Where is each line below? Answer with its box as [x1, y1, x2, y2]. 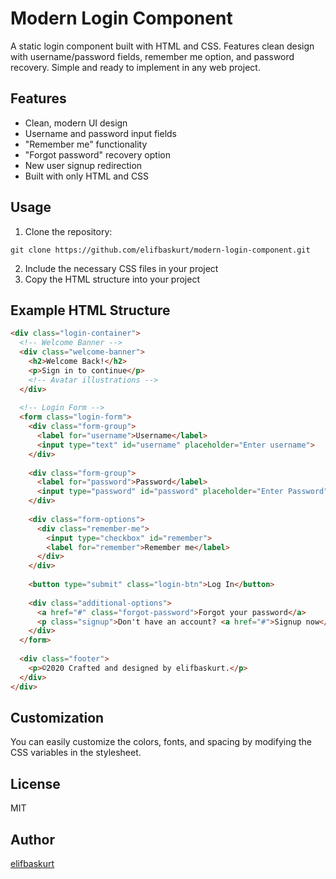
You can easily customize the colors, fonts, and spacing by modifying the [10, 736, 313, 748]
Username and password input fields [24, 127, 178, 139]
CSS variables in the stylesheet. [10, 747, 142, 759]
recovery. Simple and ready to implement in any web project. [10, 61, 261, 73]
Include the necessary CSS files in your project [24, 262, 219, 274]
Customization [10, 709, 105, 726]
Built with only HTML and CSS [24, 170, 150, 182]
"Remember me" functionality [24, 138, 148, 150]
